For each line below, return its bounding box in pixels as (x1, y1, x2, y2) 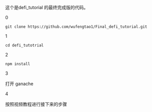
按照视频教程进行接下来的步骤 (5, 101, 67, 107)
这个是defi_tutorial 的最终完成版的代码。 (5, 5, 89, 10)
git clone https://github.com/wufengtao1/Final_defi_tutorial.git (5, 24, 147, 29)
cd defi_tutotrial (5, 43, 44, 48)
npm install (5, 62, 30, 67)
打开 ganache (5, 81, 34, 87)
